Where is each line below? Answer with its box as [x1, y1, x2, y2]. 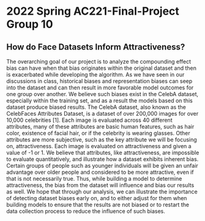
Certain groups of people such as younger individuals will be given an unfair [6, 162, 199, 169]
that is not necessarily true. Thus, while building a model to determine [6, 175, 182, 182]
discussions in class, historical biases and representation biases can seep [6, 78, 193, 84]
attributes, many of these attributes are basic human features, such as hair [6, 123, 195, 130]
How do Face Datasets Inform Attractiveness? [6, 42, 185, 52]
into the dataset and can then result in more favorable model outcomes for [6, 84, 194, 91]
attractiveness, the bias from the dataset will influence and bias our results [6, 182, 195, 189]
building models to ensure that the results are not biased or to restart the [6, 201, 190, 208]
